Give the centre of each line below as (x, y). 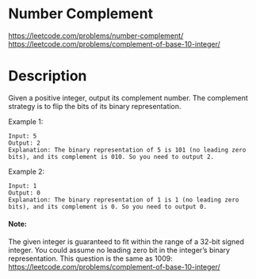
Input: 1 (23, 186)
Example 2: (27, 172)
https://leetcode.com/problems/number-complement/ (96, 36)
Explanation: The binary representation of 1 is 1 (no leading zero (124, 200)
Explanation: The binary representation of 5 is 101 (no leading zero (127, 150)
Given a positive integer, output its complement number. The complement (128, 98)
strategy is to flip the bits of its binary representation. (95, 106)
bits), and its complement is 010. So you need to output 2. (111, 156)
